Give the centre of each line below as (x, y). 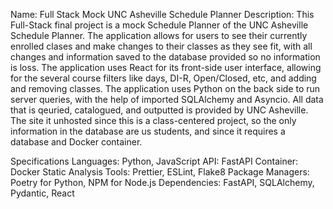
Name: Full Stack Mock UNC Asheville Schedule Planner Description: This (162, 14)
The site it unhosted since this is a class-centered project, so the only (153, 120)
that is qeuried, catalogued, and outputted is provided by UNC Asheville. (159, 110)
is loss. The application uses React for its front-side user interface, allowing (166, 67)
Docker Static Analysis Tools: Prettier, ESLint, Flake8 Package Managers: (160, 172)
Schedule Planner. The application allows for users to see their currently (159, 35)
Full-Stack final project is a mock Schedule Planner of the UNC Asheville (159, 25)
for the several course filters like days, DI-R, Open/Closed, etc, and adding (163, 78)
